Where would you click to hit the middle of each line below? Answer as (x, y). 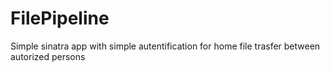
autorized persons (48, 56)
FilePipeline (60, 18)
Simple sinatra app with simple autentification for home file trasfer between (165, 46)
